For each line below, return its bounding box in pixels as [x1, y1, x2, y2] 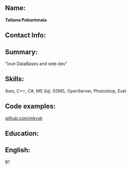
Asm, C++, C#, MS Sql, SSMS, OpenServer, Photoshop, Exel [5, 88, 126, 94]
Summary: [5, 48, 38, 56]
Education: [5, 129, 39, 138]
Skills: [5, 75, 24, 83]
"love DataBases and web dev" [5, 61, 67, 67]
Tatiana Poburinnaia [5, 17, 47, 23]
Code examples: [5, 102, 56, 111]
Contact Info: [5, 31, 46, 40]
